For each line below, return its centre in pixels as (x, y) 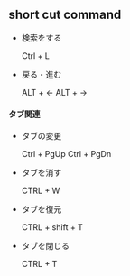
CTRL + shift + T (52, 227)
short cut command (65, 15)
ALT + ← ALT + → (54, 92)
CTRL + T (39, 264)
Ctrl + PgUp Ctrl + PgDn (66, 154)
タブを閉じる (45, 246)
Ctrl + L (36, 55)
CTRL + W (41, 191)
